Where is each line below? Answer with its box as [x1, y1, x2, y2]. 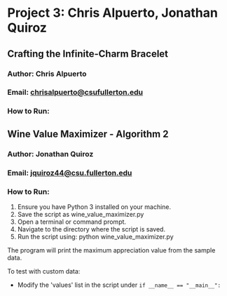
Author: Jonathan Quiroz [7, 149, 94, 159]
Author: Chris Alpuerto [7, 69, 87, 79]
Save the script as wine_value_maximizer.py [17, 210, 144, 218]
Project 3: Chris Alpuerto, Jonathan [7, 5, 219, 21]
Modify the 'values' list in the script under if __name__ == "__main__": [17, 281, 221, 289]
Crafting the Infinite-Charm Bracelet [7, 48, 169, 60]
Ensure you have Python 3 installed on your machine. [17, 202, 172, 211]
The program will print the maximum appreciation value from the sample [7, 245, 216, 254]
